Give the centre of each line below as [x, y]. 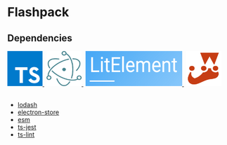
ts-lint [26, 134]
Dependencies [40, 38]
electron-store [38, 112]
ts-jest [27, 127]
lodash [27, 105]
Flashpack [38, 12]
